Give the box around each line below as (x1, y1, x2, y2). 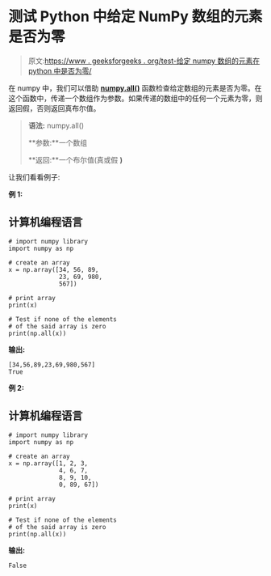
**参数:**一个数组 (27, 138, 87, 147)
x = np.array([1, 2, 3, (8, 459, 89, 468)
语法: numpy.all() (27, 121, 85, 130)
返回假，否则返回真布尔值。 (8, 103, 101, 113)
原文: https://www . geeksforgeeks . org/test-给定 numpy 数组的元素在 (27, 56, 261, 66)
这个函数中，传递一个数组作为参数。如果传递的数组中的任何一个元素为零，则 (8, 93, 263, 103)
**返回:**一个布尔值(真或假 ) (27, 155, 123, 164)
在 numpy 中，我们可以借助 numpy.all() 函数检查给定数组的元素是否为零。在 (8, 83, 262, 93)
